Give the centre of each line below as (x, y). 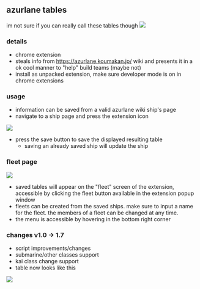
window (25, 199)
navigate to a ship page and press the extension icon (82, 116)
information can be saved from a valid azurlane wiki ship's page (95, 110)
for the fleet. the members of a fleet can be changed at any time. (97, 213)
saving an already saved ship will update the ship (86, 146)
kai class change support (47, 261)
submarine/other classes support (57, 255)
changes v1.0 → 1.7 (35, 235)
